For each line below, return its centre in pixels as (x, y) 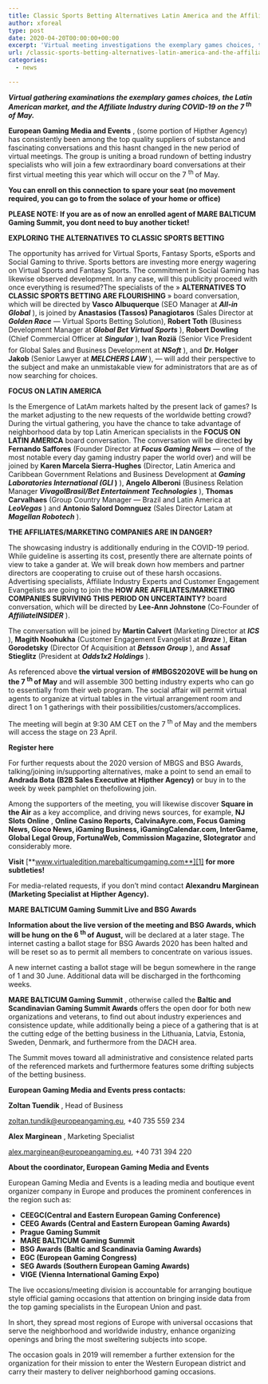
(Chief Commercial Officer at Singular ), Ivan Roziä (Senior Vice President (130, 339)
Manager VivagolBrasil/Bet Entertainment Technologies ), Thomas (121, 491)
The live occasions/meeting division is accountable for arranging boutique (130, 1290)
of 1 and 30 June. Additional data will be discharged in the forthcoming (124, 976)
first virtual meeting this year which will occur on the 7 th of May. (114, 174)
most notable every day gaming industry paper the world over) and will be (130, 457)
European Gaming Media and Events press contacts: (97, 1090)
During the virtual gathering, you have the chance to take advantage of (125, 424)
